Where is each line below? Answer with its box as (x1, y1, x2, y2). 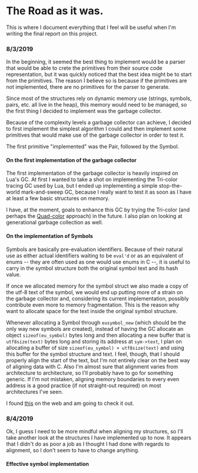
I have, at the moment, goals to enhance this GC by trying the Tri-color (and (6, 206, 190, 214)
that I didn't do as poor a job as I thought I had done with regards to (6, 440, 170, 448)
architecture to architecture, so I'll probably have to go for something (6, 369, 173, 377)
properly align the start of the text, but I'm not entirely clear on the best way (6, 356, 190, 363)
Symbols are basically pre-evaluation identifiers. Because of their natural (6, 246, 183, 253)
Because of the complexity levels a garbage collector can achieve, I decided (6, 119, 192, 126)
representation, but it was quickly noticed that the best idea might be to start (6, 71, 192, 78)
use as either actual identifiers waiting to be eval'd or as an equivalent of (6, 252, 184, 259)
